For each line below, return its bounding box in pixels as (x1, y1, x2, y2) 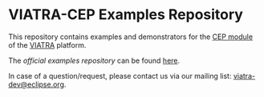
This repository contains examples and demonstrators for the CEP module (8, 32, 254, 41)
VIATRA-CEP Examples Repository (8, 6, 243, 24)
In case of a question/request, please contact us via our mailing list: (8, 71, 232, 80)
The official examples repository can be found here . (8, 56, 181, 65)
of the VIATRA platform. (8, 40, 87, 49)
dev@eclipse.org (8, 80, 64, 89)
